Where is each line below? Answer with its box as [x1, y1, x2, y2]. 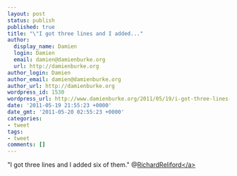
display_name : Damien [13, 43, 78, 50]
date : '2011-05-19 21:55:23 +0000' [7, 102, 112, 109]
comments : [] [7, 142, 46, 149]
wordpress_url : [7, 96, 52, 103]
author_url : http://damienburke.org [7, 82, 115, 89]
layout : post [7, 10, 46, 18]
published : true [7, 23, 55, 30]
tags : [7, 128, 23, 135]
